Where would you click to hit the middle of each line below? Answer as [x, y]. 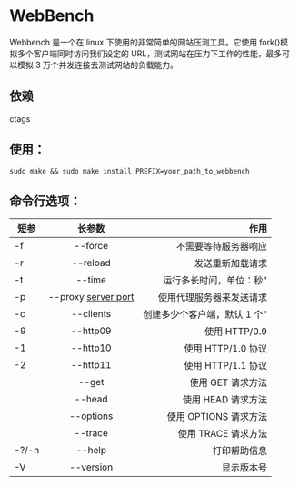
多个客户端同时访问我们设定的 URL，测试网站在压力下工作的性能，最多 [149, 53]
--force [91, 246]
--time [91, 280]
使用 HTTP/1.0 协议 [226, 349]
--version [91, 467]
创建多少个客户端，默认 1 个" [205, 314]
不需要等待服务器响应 [222, 246]
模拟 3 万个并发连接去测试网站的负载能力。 [98, 64]
